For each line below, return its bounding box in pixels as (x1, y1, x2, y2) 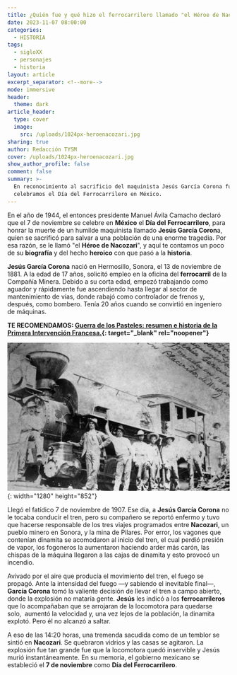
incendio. (7, 558, 35, 566)
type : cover (13, 116, 49, 123)
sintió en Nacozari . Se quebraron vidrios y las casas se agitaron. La (7, 637, 204, 647)
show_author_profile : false (7, 161, 90, 168)
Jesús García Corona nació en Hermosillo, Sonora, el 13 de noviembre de (7, 262, 221, 270)
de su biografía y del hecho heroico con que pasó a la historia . (7, 248, 193, 257)
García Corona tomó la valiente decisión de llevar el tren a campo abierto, (7, 587, 222, 595)
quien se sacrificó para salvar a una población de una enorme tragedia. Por (7, 233, 226, 242)
